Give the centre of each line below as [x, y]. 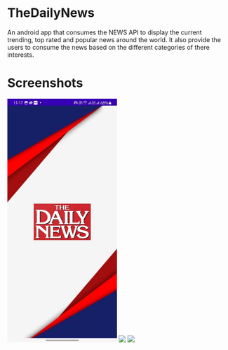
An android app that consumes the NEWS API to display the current [105, 32]
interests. [21, 55]
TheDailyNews [51, 13]
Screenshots [45, 83]
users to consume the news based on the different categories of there [109, 47]
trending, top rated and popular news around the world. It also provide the [114, 39]
